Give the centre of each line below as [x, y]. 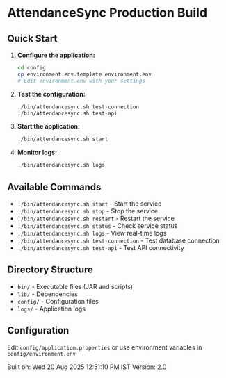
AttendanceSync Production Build [107, 13]
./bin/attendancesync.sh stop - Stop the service [88, 211]
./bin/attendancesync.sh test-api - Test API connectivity [100, 247]
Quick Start [32, 39]
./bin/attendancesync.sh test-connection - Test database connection [119, 240]
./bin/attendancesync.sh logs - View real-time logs [92, 233]
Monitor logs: [37, 153]
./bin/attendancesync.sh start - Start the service [89, 204]
